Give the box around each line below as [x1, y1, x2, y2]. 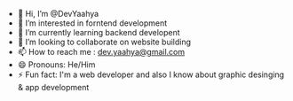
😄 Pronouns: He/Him [17, 59, 96, 70]
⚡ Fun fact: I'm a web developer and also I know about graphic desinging [17, 69, 285, 80]
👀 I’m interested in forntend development [17, 18, 167, 28]
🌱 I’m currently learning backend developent [17, 27, 180, 37]
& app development [17, 82, 90, 92]
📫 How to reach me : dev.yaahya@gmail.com [17, 47, 185, 57]
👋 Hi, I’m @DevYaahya [17, 9, 99, 19]
